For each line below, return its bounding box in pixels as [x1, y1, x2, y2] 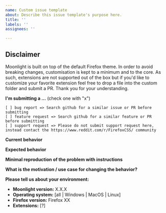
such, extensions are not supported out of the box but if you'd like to [5, 74, 150, 80]
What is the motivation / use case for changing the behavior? [5, 166, 138, 172]
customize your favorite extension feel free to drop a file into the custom [5, 80, 157, 86]
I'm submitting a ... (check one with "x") [5, 95, 91, 101]
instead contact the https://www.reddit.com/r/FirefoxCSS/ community [5, 127, 157, 133]
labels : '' [5, 22, 29, 27]
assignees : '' [5, 27, 36, 32]
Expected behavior [5, 146, 46, 153]
